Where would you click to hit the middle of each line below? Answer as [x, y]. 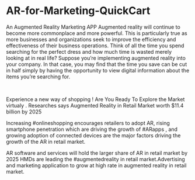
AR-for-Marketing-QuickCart [78, 11]
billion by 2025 [24, 112]
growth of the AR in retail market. [46, 141]
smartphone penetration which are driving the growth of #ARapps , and [92, 129]
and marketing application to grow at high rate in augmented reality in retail [96, 165]
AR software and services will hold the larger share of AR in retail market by [97, 153]
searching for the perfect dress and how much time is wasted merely [89, 51]
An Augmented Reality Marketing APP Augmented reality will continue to [93, 27]
